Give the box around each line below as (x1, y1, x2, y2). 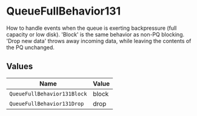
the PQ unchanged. (6, 44, 55, 51)
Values (6, 61, 33, 72)
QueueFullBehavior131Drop (9, 100, 84, 107)
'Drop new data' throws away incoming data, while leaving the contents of (6, 37, 192, 44)
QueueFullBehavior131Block (9, 90, 87, 97)
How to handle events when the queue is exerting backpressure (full (6, 24, 177, 32)
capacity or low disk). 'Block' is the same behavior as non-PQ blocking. (6, 30, 185, 38)
